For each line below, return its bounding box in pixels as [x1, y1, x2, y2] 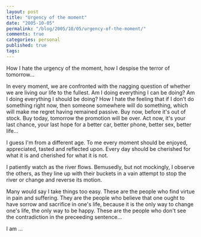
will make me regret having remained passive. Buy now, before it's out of [6, 108, 186, 115]
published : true [6, 43, 47, 49]
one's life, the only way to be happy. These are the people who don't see [6, 207, 187, 214]
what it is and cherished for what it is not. [6, 152, 109, 159]
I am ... [6, 225, 23, 232]
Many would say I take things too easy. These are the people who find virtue [6, 188, 195, 195]
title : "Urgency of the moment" [6, 14, 87, 20]
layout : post [6, 8, 39, 15]
